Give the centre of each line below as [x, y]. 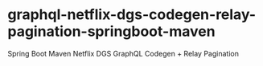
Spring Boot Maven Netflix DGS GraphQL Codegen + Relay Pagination [123, 53]
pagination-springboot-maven [111, 31]
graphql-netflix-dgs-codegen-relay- [132, 15]
